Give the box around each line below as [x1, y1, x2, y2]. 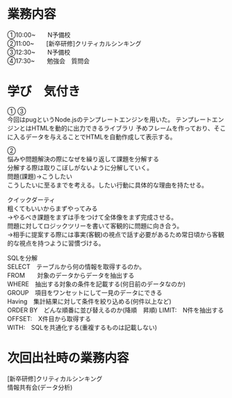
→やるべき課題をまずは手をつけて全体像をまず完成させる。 [7, 213, 178, 221]
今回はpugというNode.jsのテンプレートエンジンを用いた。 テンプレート [7, 115, 213, 124]
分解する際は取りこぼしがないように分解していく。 [7, 163, 154, 172]
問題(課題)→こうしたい [7, 172, 73, 181]
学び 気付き [7, 84, 81, 99]
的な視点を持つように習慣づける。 [7, 239, 105, 247]
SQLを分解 [7, 254, 38, 262]
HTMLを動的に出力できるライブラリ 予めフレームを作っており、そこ [31, 124, 226, 132]
